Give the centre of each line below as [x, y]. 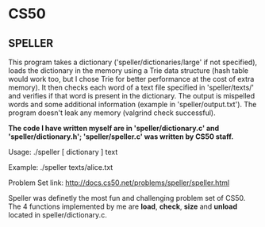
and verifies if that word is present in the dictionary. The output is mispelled [132, 96]
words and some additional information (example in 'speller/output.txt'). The [132, 104]
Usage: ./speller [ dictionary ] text [63, 152]
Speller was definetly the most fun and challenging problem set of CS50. [127, 198]
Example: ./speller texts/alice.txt [61, 167]
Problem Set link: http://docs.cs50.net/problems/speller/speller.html [119, 183]
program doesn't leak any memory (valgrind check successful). [112, 113]
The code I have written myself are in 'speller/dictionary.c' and [114, 128]
